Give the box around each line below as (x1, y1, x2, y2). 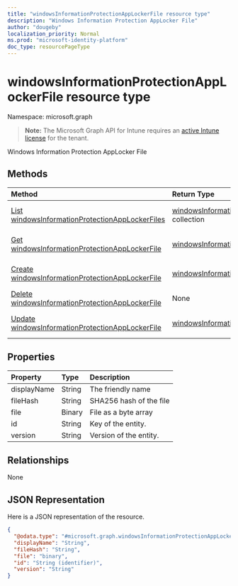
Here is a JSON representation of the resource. (7, 512, 145, 521)
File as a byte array (89, 407, 154, 417)
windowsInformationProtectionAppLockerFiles (11, 214, 165, 224)
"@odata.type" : (13, 533, 59, 540)
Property (11, 372, 42, 382)
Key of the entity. (89, 419, 147, 429)
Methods (7, 168, 48, 180)
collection (171, 214, 205, 224)
